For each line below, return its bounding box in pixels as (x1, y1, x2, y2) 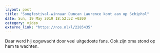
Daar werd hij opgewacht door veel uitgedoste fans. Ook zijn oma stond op (5, 38, 156, 44)
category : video (5, 20, 38, 26)
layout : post (5, 7, 32, 12)
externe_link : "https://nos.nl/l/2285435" (5, 25, 93, 30)
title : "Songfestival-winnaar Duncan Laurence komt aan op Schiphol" (5, 12, 150, 16)
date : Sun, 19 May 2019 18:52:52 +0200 (5, 16, 86, 21)
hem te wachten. (5, 43, 39, 49)
